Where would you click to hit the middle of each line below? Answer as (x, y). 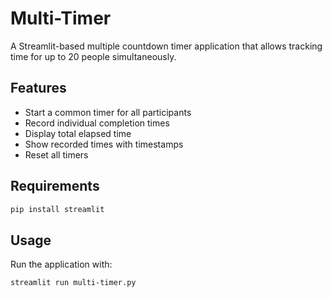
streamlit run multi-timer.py (73, 283)
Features (38, 88)
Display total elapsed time (78, 133)
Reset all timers (56, 154)
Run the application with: (61, 264)
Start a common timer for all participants (108, 112)
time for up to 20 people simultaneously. (93, 56)
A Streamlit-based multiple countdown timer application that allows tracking (166, 46)
